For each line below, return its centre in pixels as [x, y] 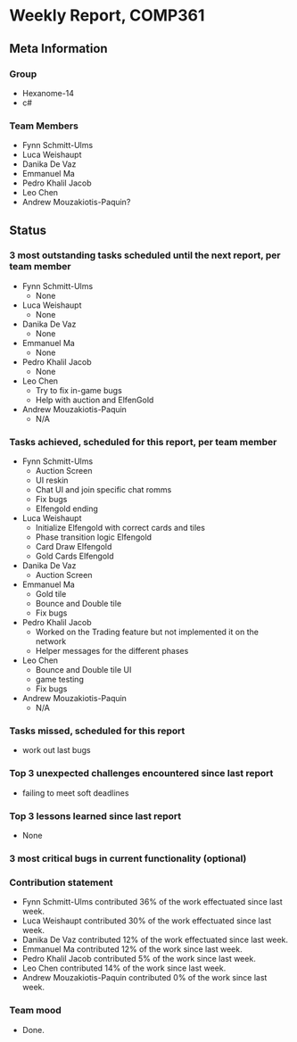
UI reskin [52, 480]
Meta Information [59, 49]
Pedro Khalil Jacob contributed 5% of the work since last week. [139, 959]
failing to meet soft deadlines [75, 793]
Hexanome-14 [48, 93]
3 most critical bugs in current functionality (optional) [128, 858]
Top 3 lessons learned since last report [95, 815]
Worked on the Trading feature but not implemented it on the [147, 632]
